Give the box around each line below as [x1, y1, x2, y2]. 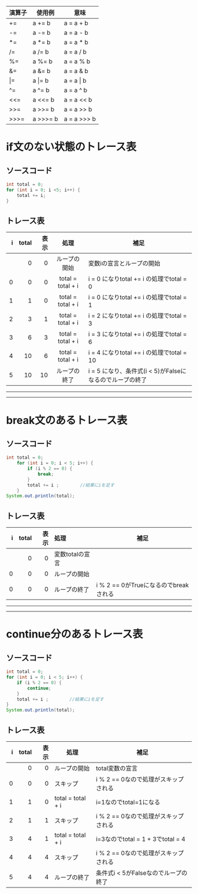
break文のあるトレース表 [6, 413, 128, 427]
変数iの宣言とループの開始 [88, 259, 160, 268]
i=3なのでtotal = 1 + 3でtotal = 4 [95, 834, 186, 843]
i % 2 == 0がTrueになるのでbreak [96, 581, 189, 589]
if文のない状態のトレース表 [6, 140, 137, 154]
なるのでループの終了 [88, 376, 147, 384]
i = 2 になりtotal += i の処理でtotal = [88, 312, 187, 320]
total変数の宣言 [95, 764, 138, 772]
